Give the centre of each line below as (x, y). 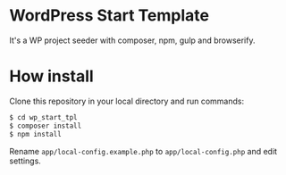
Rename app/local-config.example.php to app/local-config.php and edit (143, 151)
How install (51, 76)
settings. (25, 161)
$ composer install (46, 126)
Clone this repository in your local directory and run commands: (126, 101)
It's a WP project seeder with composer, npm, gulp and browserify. (132, 40)
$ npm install (36, 134)
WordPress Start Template (109, 16)
